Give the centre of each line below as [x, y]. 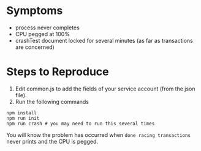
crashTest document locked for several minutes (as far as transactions [104, 40]
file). [21, 95]
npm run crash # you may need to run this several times [81, 123]
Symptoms [35, 11]
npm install [21, 113]
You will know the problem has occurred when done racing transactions [99, 134]
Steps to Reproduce [58, 72]
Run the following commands [52, 101]
